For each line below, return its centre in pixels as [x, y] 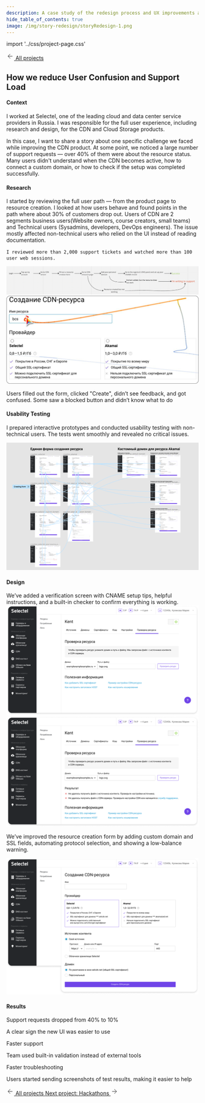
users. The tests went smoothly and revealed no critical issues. [110, 434]
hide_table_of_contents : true [45, 19]
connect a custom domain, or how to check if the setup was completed [96, 167]
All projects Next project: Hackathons [62, 1093]
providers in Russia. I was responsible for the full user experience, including [102, 122]
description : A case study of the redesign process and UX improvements [101, 13]
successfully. [23, 173]
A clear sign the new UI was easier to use [59, 1032]
